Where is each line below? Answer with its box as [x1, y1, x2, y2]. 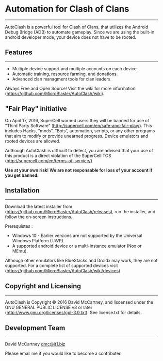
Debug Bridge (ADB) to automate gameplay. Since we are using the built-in [5, 29, 155, 35]
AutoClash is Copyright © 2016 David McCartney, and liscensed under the [5, 299, 154, 305]
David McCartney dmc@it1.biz [5, 341, 65, 347]
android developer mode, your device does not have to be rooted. [5, 34, 137, 40]
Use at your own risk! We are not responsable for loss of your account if [5, 167, 153, 173]
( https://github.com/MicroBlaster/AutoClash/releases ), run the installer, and [5, 209, 156, 215]
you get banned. [5, 172, 39, 178]
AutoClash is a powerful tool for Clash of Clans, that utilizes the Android [5, 24, 148, 30]
